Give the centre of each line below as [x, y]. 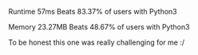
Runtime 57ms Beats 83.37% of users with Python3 [93, 12]
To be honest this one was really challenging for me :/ [97, 42]
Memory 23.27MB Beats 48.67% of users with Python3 [99, 27]
